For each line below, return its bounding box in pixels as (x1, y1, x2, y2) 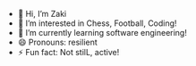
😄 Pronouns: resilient (17, 37, 98, 47)
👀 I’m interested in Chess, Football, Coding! (17, 18, 177, 29)
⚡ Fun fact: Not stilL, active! (17, 47, 120, 57)
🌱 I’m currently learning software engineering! (17, 28, 188, 37)
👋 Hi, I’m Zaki (17, 9, 67, 19)
